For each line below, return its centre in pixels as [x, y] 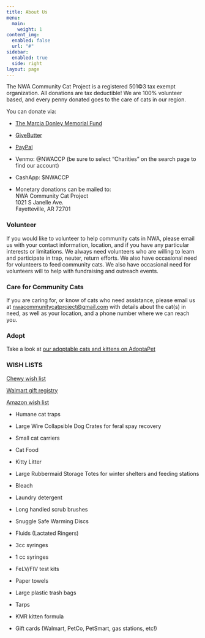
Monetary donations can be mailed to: [63, 189]
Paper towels [32, 580]
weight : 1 [30, 29]
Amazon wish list [28, 402]
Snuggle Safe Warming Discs [52, 521]
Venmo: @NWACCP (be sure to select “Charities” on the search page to [106, 159]
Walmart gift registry [32, 390]
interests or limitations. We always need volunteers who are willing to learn [100, 251]
